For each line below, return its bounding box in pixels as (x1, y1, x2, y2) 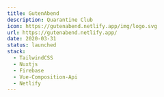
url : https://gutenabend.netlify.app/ (7, 29, 118, 36)
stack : (7, 48, 26, 55)
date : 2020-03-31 (7, 36, 57, 42)
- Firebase (13, 67, 44, 74)
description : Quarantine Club (7, 16, 94, 23)
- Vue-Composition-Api (13, 73, 78, 81)
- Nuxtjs (13, 61, 38, 68)
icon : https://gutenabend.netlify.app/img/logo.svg (7, 23, 157, 29)
